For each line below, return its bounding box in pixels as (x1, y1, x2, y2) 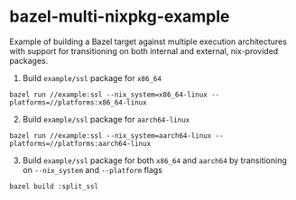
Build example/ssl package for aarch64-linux (22, 114, 190, 124)
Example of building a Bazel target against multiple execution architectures (9, 36, 287, 47)
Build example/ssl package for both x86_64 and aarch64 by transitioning (22, 155, 287, 166)
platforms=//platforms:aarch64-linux (9, 139, 152, 148)
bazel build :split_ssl (9, 182, 99, 191)
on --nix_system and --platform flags (22, 164, 162, 175)
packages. (9, 55, 49, 66)
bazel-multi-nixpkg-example (9, 6, 230, 27)
